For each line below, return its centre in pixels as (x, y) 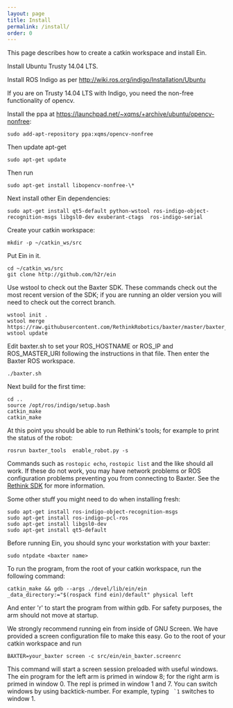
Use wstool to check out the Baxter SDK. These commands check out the (112, 288)
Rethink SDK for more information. (56, 486)
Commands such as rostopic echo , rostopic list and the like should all (110, 464)
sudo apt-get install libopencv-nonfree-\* (71, 186)
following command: (36, 576)
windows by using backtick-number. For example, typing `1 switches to (111, 691)
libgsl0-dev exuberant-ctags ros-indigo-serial (131, 217)
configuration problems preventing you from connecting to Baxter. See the (113, 478)
